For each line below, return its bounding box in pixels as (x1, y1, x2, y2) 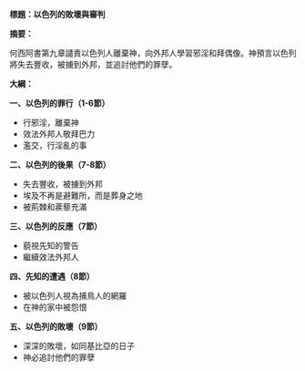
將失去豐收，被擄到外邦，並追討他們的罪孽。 (9, 59, 178, 69)
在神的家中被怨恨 (22, 302, 87, 313)
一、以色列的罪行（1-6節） (9, 98, 110, 108)
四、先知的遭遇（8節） (9, 271, 96, 282)
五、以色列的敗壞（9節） (9, 321, 103, 332)
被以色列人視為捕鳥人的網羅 (22, 291, 127, 301)
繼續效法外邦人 (22, 252, 79, 263)
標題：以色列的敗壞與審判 (9, 9, 106, 19)
